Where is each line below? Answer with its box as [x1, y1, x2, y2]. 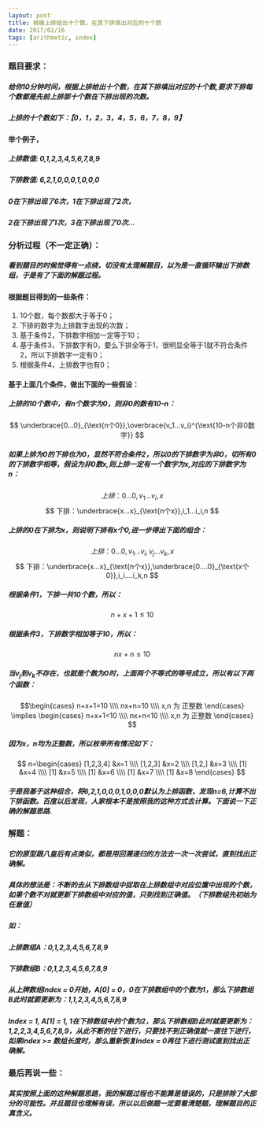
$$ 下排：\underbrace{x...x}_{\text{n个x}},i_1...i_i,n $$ [45, 505, 220, 516]
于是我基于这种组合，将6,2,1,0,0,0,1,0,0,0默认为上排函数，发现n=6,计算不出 [8, 786, 256, 796]
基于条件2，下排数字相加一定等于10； [19, 331, 142, 340]
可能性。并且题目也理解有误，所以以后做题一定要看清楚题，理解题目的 [21, 1098, 249, 1108]
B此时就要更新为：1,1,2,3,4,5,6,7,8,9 [8, 995, 127, 1005]
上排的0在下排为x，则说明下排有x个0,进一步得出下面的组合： [8, 525, 207, 535]
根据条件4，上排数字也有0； [19, 360, 112, 370]
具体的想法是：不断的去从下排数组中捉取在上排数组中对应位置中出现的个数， [8, 879, 257, 890]
